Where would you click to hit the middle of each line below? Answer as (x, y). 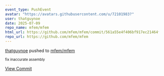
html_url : (15, 32)
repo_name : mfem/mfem (27, 28)
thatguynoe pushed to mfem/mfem (40, 50)
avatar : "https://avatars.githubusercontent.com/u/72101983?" (70, 14)
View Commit (19, 68)
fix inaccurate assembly (25, 59)
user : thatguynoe (23, 19)
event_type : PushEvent (28, 9)
